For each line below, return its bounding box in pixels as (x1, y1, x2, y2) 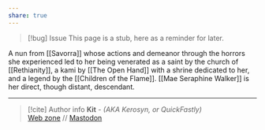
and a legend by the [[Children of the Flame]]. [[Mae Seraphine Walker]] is (8, 73, 250, 83)
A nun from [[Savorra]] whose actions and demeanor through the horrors (8, 48, 246, 58)
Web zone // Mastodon (27, 113, 103, 122)
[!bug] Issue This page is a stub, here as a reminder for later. (27, 33, 225, 43)
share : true (8, 11, 47, 20)
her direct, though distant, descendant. (8, 82, 136, 91)
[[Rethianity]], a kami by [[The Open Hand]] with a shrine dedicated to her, (8, 65, 250, 75)
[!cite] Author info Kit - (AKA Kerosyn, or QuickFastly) (27, 104, 203, 114)
